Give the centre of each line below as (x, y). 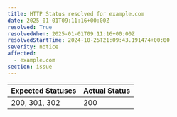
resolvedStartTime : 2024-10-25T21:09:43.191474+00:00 (89, 40)
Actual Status (106, 91)
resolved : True (30, 27)
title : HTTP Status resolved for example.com (76, 14)
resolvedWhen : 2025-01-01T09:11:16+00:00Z (71, 34)
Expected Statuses (44, 91)
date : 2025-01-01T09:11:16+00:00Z (59, 21)
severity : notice (33, 47)
